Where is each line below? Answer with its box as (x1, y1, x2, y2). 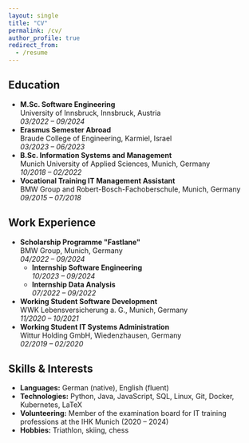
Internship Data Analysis (31, 279, 116, 289)
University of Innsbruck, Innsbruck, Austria (19, 108, 161, 117)
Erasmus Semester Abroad (19, 125, 112, 134)
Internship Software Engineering (31, 263, 143, 272)
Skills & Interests (8, 362, 93, 376)
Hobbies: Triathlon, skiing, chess (19, 425, 129, 435)
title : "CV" (8, 19, 48, 27)
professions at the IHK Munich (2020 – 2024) (19, 417, 169, 427)
